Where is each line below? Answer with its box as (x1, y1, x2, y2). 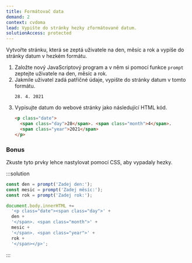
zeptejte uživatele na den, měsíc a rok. (14, 70, 107, 77)
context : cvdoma (6, 19, 46, 25)
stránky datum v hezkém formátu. (6, 53, 88, 60)
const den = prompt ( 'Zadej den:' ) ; (6, 181, 93, 187)
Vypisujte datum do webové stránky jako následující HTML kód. (14, 104, 167, 111)
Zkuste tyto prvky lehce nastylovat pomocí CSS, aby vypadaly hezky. (6, 158, 173, 165)
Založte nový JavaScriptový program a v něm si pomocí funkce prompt (14, 64, 184, 71)
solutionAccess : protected (6, 30, 72, 36)
